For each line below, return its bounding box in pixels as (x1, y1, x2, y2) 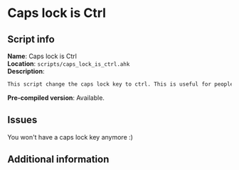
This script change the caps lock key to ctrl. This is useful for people (7, 81, 234, 88)
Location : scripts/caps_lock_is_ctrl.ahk (7, 59, 130, 68)
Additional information (7, 154, 110, 166)
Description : (7, 67, 45, 75)
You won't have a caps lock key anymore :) (7, 132, 134, 141)
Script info (7, 33, 55, 45)
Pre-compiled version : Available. (7, 93, 105, 102)
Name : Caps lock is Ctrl (7, 52, 77, 60)
